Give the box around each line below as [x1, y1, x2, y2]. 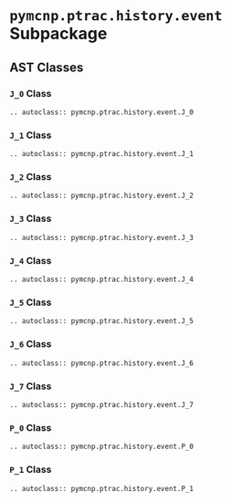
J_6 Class [9, 338, 52, 350]
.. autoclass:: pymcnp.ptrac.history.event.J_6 [9, 359, 194, 368]
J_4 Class [9, 254, 52, 267]
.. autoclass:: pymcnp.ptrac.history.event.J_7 [9, 400, 194, 409]
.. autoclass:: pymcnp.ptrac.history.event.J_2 [9, 191, 194, 201]
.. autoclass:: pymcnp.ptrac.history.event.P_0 [9, 442, 194, 452]
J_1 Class [9, 129, 52, 141]
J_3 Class [9, 213, 52, 225]
